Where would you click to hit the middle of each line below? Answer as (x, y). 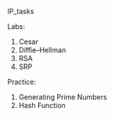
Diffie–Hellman (42, 50)
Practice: (22, 82)
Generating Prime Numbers (63, 97)
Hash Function (42, 105)
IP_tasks (21, 11)
